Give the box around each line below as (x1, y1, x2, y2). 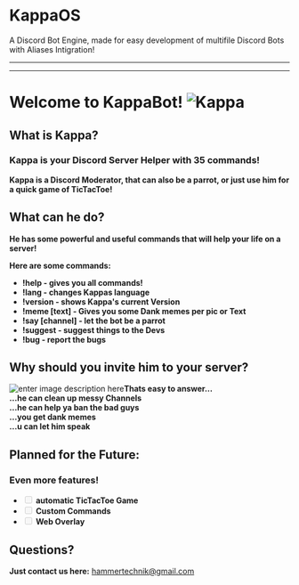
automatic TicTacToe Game (35, 495, 139, 506)
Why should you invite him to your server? (9, 360, 249, 375)
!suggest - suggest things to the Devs (21, 324, 166, 335)
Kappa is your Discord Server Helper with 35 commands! (9, 154, 261, 167)
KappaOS (9, 5, 82, 26)
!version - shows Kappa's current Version (21, 296, 181, 307)
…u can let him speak (9, 421, 91, 432)
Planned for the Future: (9, 447, 140, 462)
